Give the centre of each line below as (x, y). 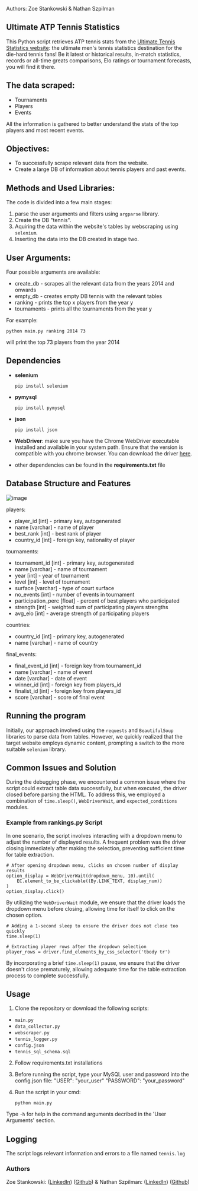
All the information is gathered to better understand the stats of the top (92, 123)
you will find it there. (31, 66)
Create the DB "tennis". (43, 220)
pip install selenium (41, 386)
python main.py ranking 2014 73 (46, 331)
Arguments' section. (31, 1120)
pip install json (36, 430)
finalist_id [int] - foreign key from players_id (68, 690)
